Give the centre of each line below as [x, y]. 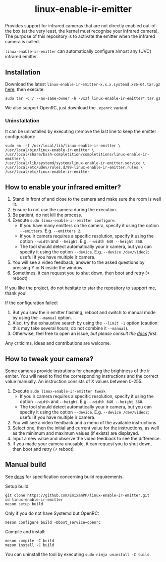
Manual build [26, 465]
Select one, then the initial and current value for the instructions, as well [85, 428]
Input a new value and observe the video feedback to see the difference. [86, 438]
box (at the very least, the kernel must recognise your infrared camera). [86, 31]
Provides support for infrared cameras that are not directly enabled [74, 26]
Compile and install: [25, 531]
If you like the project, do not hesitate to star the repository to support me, [81, 288]
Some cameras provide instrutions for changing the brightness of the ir [78, 371]
